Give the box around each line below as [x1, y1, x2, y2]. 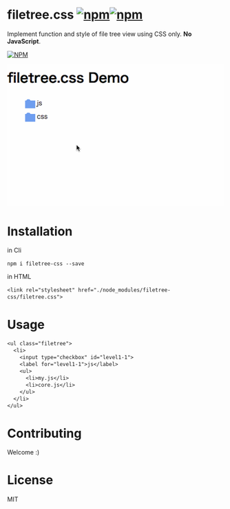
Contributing [7, 425, 82, 441]
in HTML [7, 273, 32, 281]
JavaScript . [7, 37, 41, 45]
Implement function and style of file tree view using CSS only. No [7, 30, 192, 38]
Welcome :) [7, 448, 40, 457]
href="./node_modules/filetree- [78, 287, 171, 294]
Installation [7, 223, 73, 239]
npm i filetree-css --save [7, 260, 85, 267]
